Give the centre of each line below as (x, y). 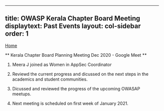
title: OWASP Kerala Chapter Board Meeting (73, 18)
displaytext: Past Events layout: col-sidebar (73, 26)
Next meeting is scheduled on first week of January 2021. (70, 103)
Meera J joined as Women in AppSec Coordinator (62, 65)
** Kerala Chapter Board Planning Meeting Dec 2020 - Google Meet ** (76, 55)
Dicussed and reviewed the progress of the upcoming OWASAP (76, 89)
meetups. (22, 94)
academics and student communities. (50, 79)
